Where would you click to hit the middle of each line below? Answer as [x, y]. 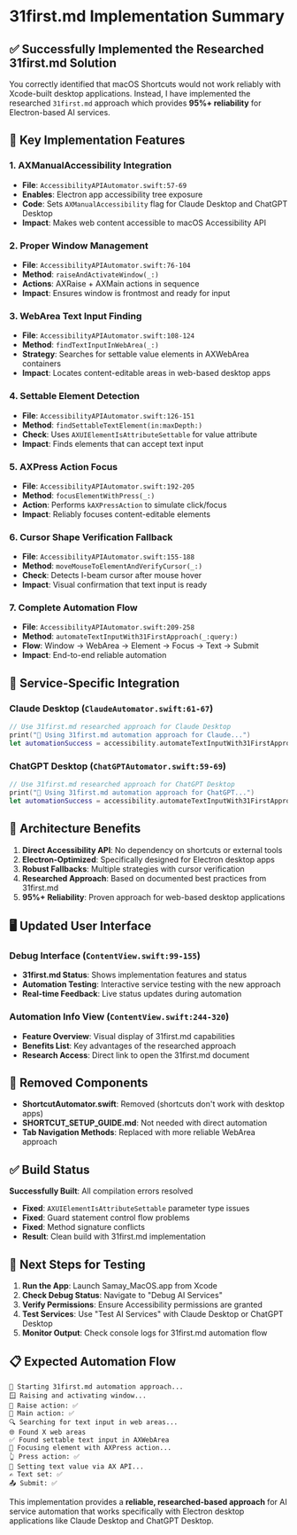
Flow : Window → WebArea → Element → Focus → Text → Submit [140, 646]
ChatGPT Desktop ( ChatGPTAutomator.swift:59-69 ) [118, 766]
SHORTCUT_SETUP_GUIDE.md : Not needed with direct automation [145, 1123]
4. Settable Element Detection [74, 396]
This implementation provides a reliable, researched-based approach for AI [148, 1501]
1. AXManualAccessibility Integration [91, 166]
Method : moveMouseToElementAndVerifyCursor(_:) [112, 566]
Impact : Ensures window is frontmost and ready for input [126, 293]
